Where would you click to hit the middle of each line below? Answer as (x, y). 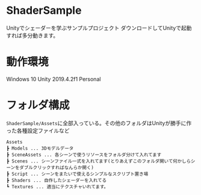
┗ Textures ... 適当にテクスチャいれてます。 (57, 187)
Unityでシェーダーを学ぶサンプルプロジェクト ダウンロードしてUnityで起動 (99, 28)
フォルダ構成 (38, 105)
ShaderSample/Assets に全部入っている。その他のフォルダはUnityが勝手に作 (99, 123)
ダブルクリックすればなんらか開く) (57, 167)
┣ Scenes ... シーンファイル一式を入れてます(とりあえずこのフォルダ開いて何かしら (99, 161)
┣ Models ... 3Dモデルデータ (40, 148)
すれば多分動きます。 (32, 35)
